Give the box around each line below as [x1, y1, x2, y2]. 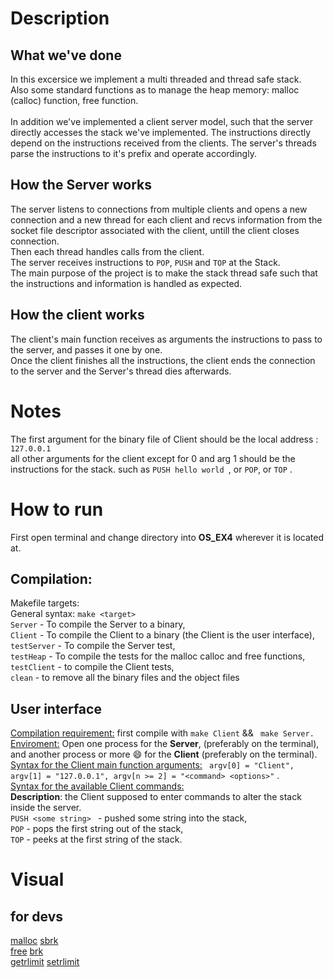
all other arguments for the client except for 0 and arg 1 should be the [10, 452, 296, 464]
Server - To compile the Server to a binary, [10, 618, 186, 631]
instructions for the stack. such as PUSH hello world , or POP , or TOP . [10, 463, 293, 475]
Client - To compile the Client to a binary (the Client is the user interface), [10, 629, 315, 641]
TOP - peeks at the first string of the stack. [10, 833, 183, 846]
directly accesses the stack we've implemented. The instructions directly [10, 127, 312, 138]
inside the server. [10, 802, 82, 814]
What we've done [10, 47, 122, 64]
